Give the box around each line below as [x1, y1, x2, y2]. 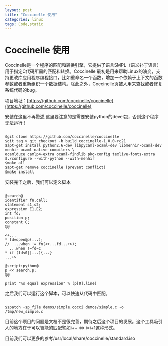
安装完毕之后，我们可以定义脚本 [5, 179, 71, 185]
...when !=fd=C [9, 246, 41, 251]
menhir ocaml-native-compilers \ [5, 147, 75, 153]
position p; [5, 215, 30, 221]
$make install [5, 169, 35, 175]
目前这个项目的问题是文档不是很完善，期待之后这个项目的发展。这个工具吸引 [5, 319, 163, 325]
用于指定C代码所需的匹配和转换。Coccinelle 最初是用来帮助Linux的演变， [5, 68, 156, 74]
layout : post [5, 7, 32, 13]
